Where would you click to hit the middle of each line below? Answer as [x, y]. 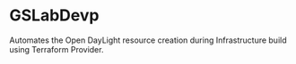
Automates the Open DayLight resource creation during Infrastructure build [148, 40]
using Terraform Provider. [57, 49]
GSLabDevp [54, 16]
